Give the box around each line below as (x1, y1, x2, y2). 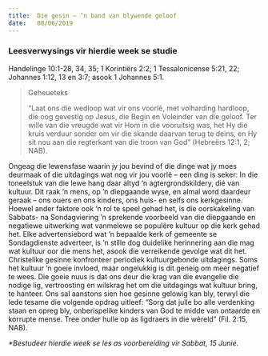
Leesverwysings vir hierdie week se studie (8, 46, 178, 57)
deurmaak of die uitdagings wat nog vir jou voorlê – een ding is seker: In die (8, 170, 258, 179)
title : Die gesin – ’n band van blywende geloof (8, 11, 178, 20)
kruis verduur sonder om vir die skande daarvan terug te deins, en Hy (27, 129, 258, 138)
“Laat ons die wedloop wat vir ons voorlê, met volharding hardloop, (27, 103, 250, 113)
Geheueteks (27, 87, 68, 97)
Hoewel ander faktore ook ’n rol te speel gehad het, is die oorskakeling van (8, 203, 255, 213)
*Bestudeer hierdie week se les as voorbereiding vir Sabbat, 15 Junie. (8, 338, 239, 348)
